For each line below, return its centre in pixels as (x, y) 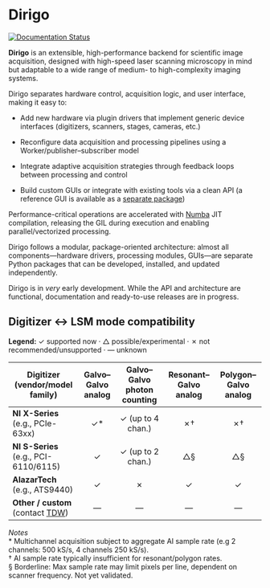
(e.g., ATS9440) (43, 489)
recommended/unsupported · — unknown (78, 349)
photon (140, 390)
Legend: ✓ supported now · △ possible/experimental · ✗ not (109, 341)
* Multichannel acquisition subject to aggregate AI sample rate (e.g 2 (122, 541)
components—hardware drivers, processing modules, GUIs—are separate (131, 255)
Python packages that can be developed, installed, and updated (114, 263)
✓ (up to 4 (139, 418)
